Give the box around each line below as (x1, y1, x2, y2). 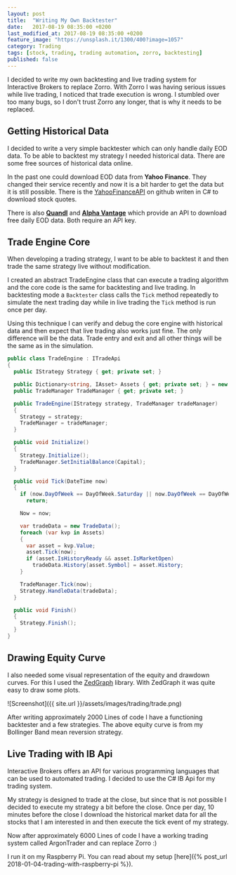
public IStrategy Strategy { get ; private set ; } (13, 368, 162, 375)
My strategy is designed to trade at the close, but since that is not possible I (7, 795, 227, 803)
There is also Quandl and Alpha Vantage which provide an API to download (7, 208, 227, 217)
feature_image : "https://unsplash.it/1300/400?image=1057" (7, 36, 184, 44)
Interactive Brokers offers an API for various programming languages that (7, 766, 219, 775)
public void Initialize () (13, 439, 90, 446)
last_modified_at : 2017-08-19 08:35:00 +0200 (7, 29, 143, 37)
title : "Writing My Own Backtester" (7, 17, 118, 24)
